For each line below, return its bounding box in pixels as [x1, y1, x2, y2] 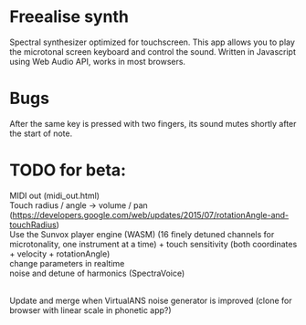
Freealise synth [9, 6, 130, 27]
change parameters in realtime [9, 257, 125, 268]
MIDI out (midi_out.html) [9, 190, 100, 201]
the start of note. [9, 128, 73, 139]
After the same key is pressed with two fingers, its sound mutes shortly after [9, 118, 297, 129]
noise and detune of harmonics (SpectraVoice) [9, 267, 185, 278]
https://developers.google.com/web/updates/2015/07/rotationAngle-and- [12, 209, 290, 220]
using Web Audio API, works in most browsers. [9, 56, 185, 67]
